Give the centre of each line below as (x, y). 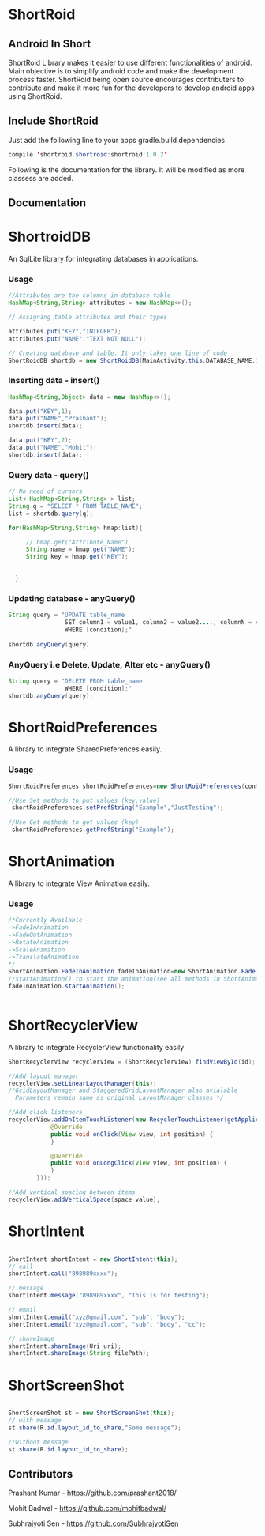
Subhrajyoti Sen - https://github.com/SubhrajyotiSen (93, 1523)
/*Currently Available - (49, 920)
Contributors (41, 1474)
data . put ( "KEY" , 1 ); (40, 411)
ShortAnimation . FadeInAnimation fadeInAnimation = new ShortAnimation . (125, 972)
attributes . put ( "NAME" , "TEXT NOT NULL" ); (77, 339)
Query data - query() (49, 475)
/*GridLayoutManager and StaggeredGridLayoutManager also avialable (123, 1091)
